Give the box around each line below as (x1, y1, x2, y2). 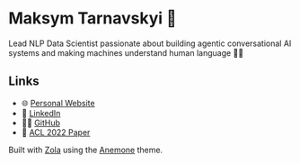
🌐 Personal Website (21, 97, 95, 108)
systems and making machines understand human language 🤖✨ (8, 47, 244, 58)
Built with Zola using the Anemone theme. (8, 144, 163, 155)
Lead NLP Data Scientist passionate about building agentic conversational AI (8, 38, 292, 49)
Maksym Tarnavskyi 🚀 (8, 8, 177, 29)
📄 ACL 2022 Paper (21, 126, 91, 138)
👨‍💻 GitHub (21, 117, 60, 128)
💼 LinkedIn (21, 107, 61, 118)
